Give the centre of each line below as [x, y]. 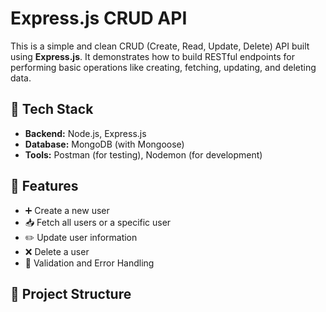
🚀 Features [44, 186]
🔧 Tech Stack [52, 109]
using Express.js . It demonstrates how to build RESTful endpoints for [152, 56]
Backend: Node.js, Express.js [85, 133]
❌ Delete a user [57, 251]
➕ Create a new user [67, 210]
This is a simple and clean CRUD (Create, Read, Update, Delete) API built [160, 46]
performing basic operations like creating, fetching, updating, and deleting [163, 67]
